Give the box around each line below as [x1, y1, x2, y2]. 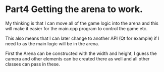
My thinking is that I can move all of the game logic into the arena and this [5, 20, 159, 26]
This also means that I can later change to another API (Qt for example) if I [5, 35, 159, 41]
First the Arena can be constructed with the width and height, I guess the [5, 50, 157, 56]
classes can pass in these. [5, 61, 61, 67]
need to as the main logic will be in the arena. [5, 40, 99, 46]
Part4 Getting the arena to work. [5, 4, 143, 15]
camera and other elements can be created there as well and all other [5, 55, 150, 61]
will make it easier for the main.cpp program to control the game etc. [5, 25, 148, 31]
